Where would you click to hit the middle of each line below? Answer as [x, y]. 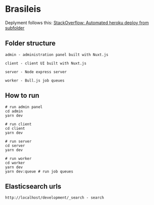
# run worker [18, 158]
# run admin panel [24, 107]
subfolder [15, 28]
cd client [15, 128]
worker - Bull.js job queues [35, 80]
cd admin [14, 111]
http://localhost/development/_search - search [55, 198]
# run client [18, 124]
